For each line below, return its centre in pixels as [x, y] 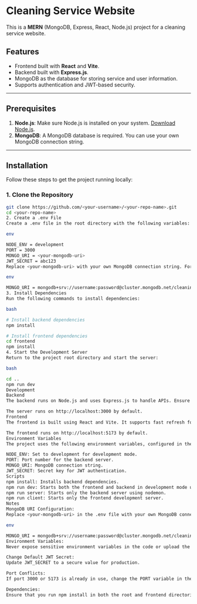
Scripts [16, 476]
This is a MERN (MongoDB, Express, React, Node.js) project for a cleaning [96, 27]
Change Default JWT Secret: [40, 557]
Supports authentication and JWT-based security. [75, 85]
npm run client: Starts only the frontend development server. [85, 498]
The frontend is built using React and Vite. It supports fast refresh [95, 422]
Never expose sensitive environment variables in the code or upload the [98, 547]
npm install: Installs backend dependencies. [62, 482]
